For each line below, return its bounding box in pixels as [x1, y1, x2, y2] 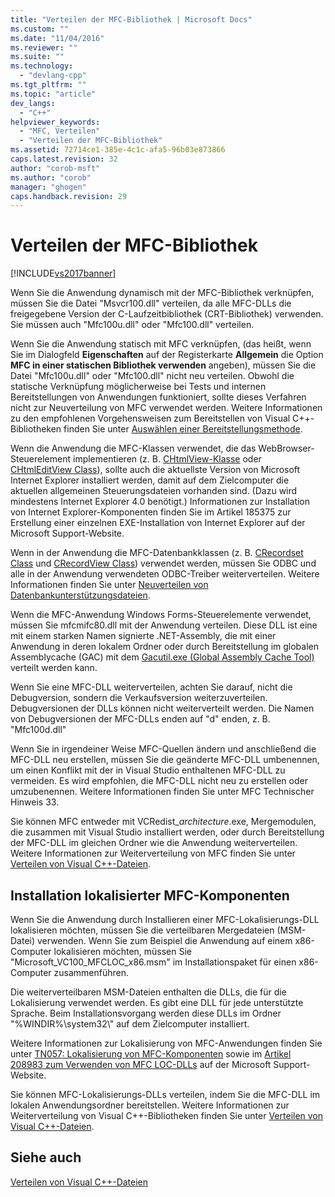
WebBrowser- [258, 442, 315, 455]
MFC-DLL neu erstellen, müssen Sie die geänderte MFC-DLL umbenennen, [10, 754, 320, 766]
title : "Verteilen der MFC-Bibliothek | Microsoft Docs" [10, 14, 253, 25]
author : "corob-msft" [10, 163, 101, 173]
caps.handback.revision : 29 [10, 191, 128, 201]
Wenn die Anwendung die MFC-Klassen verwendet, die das [10, 442, 257, 455]
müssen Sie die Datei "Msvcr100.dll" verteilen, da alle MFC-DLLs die [10, 297, 292, 310]
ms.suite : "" [10, 52, 65, 62]
